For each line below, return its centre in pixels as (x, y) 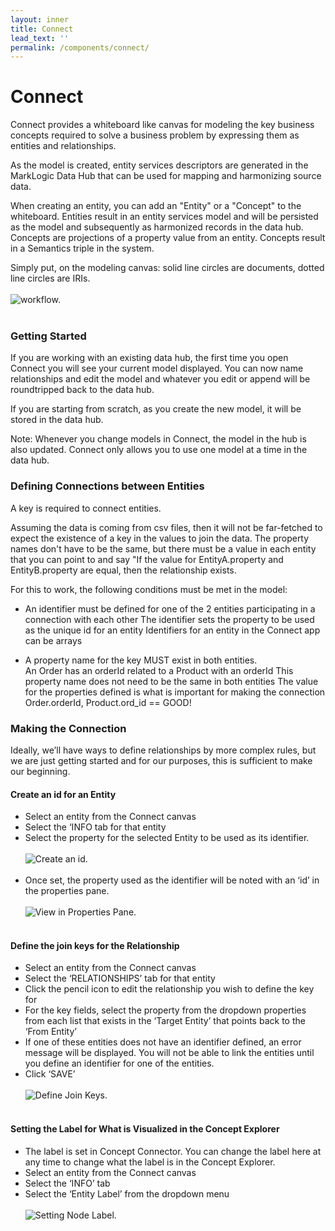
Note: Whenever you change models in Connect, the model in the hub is (158, 439)
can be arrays (53, 640)
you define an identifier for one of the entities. (119, 1063)
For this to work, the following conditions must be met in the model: (149, 589)
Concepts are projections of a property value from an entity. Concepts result (168, 238)
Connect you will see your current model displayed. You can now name (157, 368)
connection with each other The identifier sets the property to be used (169, 619)
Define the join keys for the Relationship (95, 945)
